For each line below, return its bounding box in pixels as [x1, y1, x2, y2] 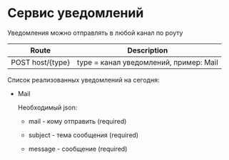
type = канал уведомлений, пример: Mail [76, 57, 219, 67]
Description [127, 45, 168, 55]
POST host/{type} [11, 57, 70, 67]
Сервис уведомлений [7, 5, 144, 21]
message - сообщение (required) [28, 144, 128, 153]
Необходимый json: [17, 103, 78, 112]
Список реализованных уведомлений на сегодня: [7, 75, 160, 84]
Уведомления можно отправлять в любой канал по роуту [7, 28, 183, 37]
